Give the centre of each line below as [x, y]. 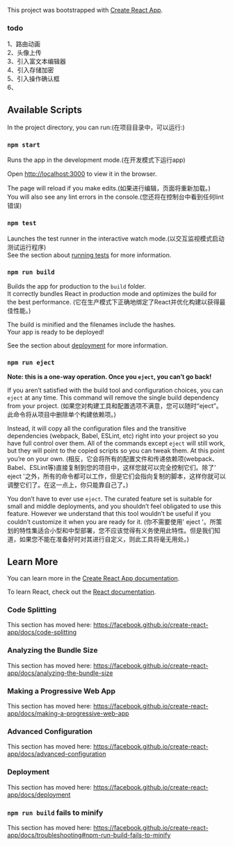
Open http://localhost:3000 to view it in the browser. [82, 174]
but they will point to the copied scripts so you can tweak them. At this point [116, 450]
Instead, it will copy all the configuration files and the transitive [97, 429]
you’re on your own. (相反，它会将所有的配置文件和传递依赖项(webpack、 [113, 459]
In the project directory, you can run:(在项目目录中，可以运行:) [96, 127]
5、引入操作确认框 [34, 79]
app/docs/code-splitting [42, 633]
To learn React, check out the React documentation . [82, 592]
